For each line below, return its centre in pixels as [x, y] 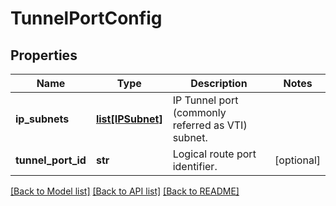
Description [219, 83]
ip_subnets [42, 119]
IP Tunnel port [205, 100]
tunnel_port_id [51, 160]
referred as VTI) [210, 125]
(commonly [199, 112]
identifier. [195, 166]
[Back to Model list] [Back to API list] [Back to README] [125, 191]
